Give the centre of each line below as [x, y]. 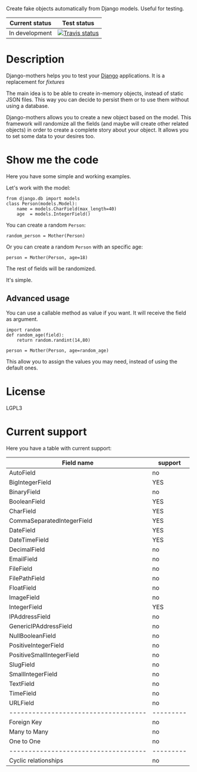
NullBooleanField [33, 636]
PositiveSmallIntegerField [44, 655]
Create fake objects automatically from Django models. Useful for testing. [95, 9]
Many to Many [29, 731]
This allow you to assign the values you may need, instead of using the [92, 361]
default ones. [22, 368]
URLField [21, 703]
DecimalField [27, 549]
